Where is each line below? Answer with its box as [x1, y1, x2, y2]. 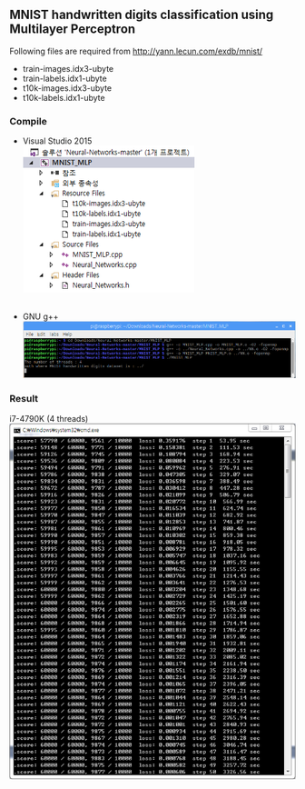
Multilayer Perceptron [9, 22, 136, 37]
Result [9, 393, 39, 405]
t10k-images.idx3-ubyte [22, 82, 113, 94]
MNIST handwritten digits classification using [9, 7, 274, 23]
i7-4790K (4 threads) [9, 413, 89, 424]
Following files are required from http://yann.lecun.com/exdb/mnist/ [9, 45, 263, 56]
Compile [9, 115, 47, 127]
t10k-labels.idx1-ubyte [22, 92, 106, 103]
